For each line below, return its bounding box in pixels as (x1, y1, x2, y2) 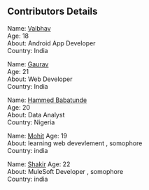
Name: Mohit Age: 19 (7, 131, 68, 140)
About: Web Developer (7, 75, 73, 83)
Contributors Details (7, 6, 98, 17)
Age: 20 (7, 103, 30, 111)
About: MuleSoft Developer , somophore (7, 167, 124, 175)
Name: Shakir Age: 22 (7, 160, 71, 168)
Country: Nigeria (7, 118, 55, 126)
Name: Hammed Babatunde (7, 96, 87, 104)
